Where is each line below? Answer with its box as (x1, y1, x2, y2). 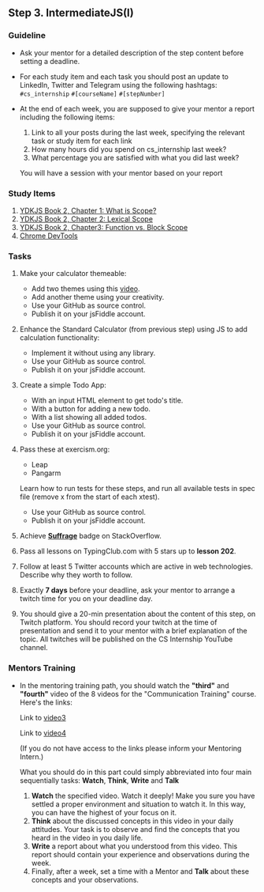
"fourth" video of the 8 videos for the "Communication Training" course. (19, 689, 257, 698)
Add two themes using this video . (31, 284, 140, 293)
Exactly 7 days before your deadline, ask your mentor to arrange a (19, 585, 236, 595)
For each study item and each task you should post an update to (19, 71, 229, 81)
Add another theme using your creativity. (31, 293, 165, 302)
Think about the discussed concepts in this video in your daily (31, 816, 234, 826)
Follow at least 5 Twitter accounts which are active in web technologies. (19, 561, 254, 572)
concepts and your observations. (31, 875, 139, 884)
